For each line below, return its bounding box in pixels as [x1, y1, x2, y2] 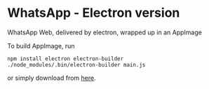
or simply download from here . [7, 74, 96, 82]
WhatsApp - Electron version [7, 5, 180, 21]
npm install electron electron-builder [7, 55, 124, 62]
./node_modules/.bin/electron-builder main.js [7, 61, 146, 68]
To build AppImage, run [7, 41, 75, 50]
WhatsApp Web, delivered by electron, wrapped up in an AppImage [7, 28, 202, 36]
